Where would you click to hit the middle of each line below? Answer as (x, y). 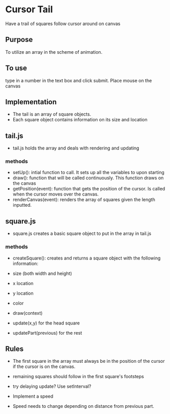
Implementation (31, 102)
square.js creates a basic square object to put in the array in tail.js (82, 233)
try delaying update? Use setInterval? (52, 386)
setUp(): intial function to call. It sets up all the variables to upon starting (89, 172)
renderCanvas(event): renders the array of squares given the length (84, 200)
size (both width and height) (42, 273)
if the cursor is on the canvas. (44, 366)
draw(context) (28, 313)
